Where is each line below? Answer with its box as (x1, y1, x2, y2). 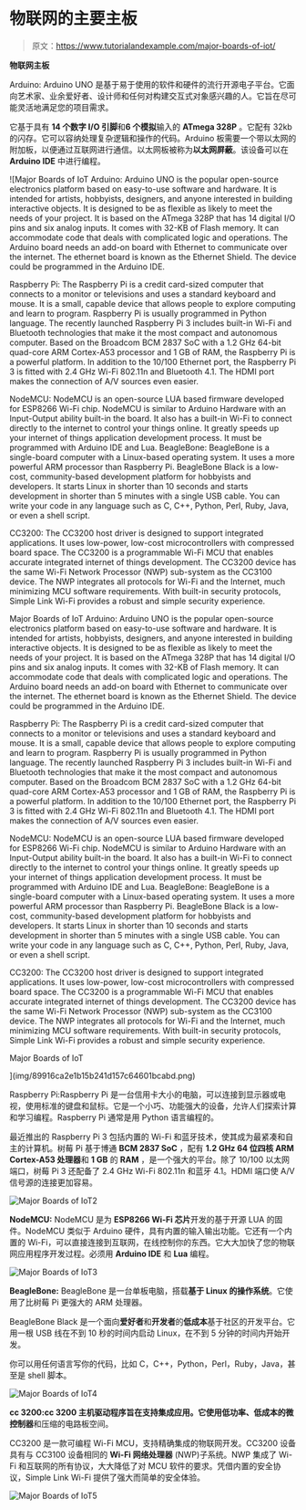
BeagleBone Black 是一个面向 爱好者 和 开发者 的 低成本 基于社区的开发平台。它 (9, 1316, 296, 1326)
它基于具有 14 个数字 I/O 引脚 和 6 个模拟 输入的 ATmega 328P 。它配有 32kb (9, 121, 293, 132)
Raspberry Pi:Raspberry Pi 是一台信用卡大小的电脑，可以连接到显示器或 (9, 1088, 279, 1100)
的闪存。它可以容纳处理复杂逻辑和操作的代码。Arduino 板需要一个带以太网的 (9, 132, 297, 143)
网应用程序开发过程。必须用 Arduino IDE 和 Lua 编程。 (9, 1248, 214, 1259)
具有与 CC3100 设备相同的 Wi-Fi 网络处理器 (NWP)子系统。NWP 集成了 (9, 1449, 278, 1460)
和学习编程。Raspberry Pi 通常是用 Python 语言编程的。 (9, 1111, 219, 1123)
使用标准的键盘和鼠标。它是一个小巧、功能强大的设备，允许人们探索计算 (25, 1100, 297, 1111)
